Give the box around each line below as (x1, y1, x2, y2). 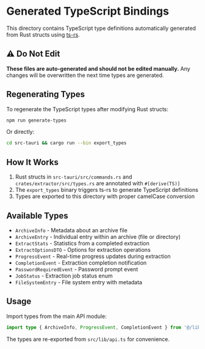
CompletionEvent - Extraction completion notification (15, 259, 147, 266)
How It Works (6, 157, 59, 167)
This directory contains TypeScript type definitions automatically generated (6, 24, 196, 32)
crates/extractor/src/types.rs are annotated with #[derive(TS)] (15, 180, 181, 187)
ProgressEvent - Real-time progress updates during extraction (15, 252, 171, 260)
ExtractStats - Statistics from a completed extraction (15, 240, 149, 247)
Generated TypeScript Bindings (6, 4, 170, 18)
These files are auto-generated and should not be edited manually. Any (6, 65, 190, 72)
